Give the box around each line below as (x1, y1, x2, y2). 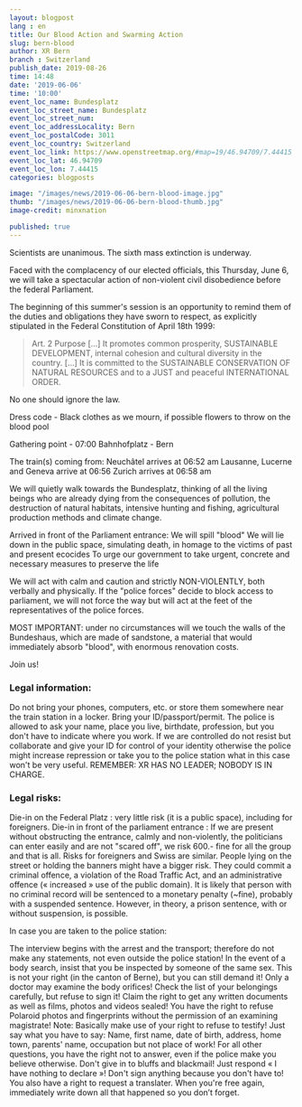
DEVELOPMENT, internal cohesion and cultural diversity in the (31, 347, 263, 358)
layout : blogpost (9, 13, 75, 23)
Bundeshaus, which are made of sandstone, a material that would (9, 632, 252, 643)
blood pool (9, 421, 50, 432)
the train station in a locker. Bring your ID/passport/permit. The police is (9, 711, 275, 723)
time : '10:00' (9, 89, 63, 98)
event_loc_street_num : (9, 114, 95, 123)
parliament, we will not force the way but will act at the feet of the (9, 595, 252, 605)
